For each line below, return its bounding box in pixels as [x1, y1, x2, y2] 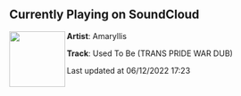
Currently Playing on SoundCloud [9, 7, 200, 22]
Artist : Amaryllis [66, 30, 128, 41]
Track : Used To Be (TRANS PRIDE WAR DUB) [66, 48, 234, 59]
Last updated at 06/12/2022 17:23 [66, 65, 191, 76]
